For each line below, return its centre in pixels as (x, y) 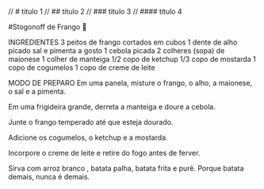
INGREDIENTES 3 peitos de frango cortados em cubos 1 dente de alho (123, 42)
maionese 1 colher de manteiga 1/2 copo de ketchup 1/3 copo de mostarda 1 (132, 59)
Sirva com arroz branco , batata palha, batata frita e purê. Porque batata (126, 168)
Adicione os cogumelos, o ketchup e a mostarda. (88, 137)
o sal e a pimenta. (37, 91)
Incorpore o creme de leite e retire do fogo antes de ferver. (104, 153)
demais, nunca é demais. (49, 177)
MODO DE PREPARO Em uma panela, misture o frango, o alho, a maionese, (130, 83)
